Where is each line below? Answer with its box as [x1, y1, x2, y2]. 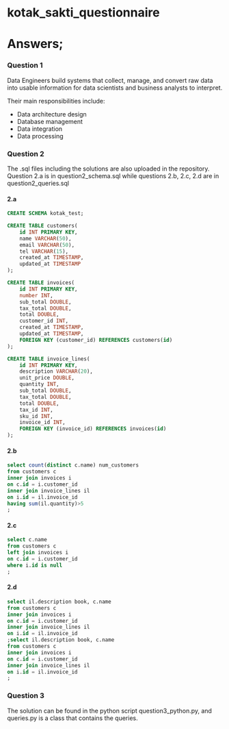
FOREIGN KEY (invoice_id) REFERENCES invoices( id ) [19, 425, 167, 432]
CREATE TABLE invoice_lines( [7, 355, 90, 362]
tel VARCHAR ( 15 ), [19, 248, 69, 255]
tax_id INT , [19, 406, 53, 413]
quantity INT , [19, 381, 59, 388]
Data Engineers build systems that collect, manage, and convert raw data [7, 76, 213, 84]
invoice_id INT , [19, 419, 66, 426]
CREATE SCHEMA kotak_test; [7, 210, 84, 217]
